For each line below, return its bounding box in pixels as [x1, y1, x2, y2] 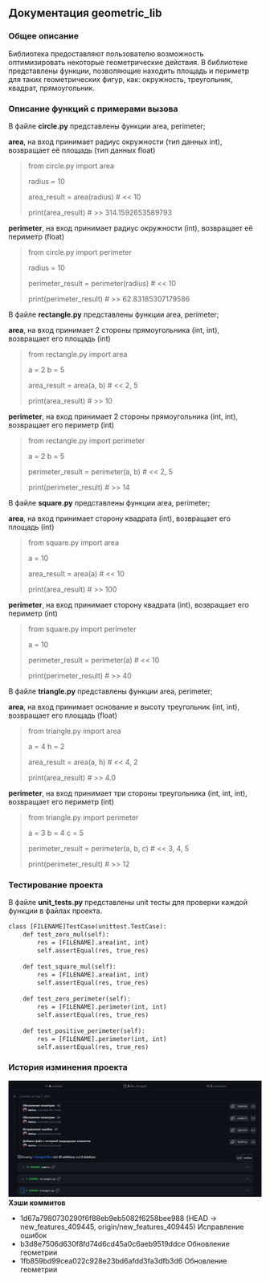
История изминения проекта [8, 1062, 128, 1073]
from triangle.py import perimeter [27, 812, 139, 822]
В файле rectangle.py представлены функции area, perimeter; [8, 309, 219, 319]
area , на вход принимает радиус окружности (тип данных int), [8, 137, 223, 146]
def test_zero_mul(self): [22, 931, 110, 939]
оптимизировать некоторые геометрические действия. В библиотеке [8, 57, 248, 67]
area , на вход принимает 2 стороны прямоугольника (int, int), [8, 325, 219, 334]
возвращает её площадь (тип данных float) [8, 145, 156, 155]
